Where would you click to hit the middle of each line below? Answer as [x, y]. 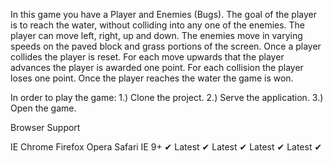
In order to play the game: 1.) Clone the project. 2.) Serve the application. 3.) [167, 97]
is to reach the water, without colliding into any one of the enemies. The [158, 25]
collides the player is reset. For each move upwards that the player [147, 57]
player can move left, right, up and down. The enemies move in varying [156, 35]
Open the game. [43, 108]
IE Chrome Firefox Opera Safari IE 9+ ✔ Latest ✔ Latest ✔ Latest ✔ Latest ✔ [166, 147]
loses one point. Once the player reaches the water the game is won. [152, 78]
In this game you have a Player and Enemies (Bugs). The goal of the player [164, 14]
